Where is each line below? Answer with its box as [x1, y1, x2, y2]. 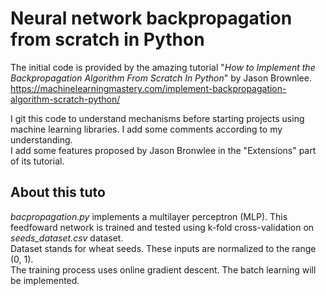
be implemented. [10, 274, 80, 286]
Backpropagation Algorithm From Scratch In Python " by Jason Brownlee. [10, 72, 312, 84]
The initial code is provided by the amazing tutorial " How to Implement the [10, 61, 316, 73]
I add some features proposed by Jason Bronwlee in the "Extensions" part [10, 144, 317, 156]
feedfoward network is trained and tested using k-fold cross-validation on [10, 221, 315, 233]
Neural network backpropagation [10, 7, 293, 30]
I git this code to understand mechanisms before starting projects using [10, 112, 305, 124]
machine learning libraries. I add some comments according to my [10, 123, 283, 135]
